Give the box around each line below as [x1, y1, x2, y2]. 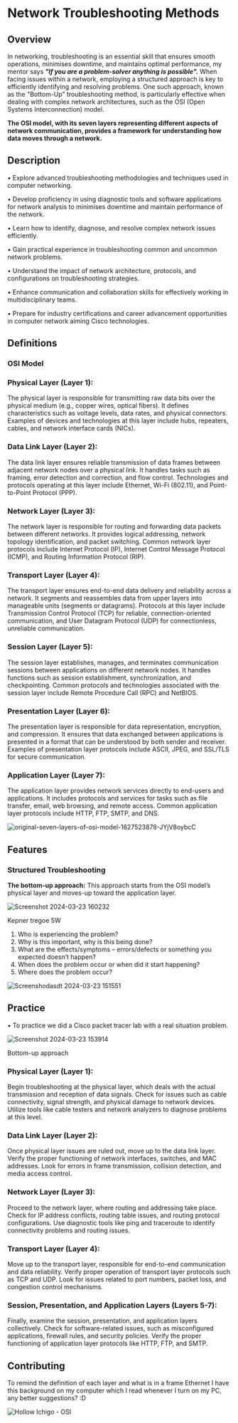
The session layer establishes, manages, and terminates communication [7, 658, 219, 667]
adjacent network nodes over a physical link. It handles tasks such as [7, 465, 210, 474]
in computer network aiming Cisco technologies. [7, 317, 149, 325]
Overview [7, 33, 52, 46]
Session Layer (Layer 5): [7, 642, 93, 652]
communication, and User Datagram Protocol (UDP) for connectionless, [7, 617, 217, 625]
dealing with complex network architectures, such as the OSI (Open [7, 97, 205, 106]
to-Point [7, 488, 31, 497]
